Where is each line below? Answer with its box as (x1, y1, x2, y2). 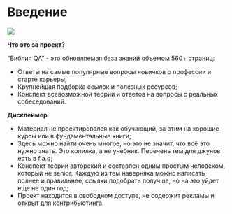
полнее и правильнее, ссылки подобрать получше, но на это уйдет (17, 176, 219, 185)
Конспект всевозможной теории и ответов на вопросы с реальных (17, 90, 219, 98)
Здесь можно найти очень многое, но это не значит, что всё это (17, 139, 210, 148)
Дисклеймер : (7, 110, 50, 119)
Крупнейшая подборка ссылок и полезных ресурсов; (17, 82, 177, 91)
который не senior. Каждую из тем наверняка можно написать (17, 169, 205, 177)
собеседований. (17, 97, 66, 106)
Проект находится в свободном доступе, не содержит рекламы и (17, 191, 215, 199)
